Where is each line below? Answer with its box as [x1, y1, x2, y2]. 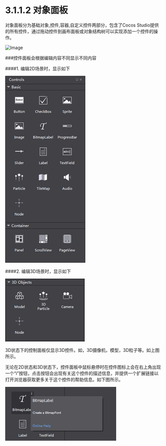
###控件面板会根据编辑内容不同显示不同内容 [5, 55, 97, 61]
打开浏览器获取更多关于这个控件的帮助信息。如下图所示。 [5, 376, 123, 382]
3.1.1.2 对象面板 [5, 5, 68, 16]
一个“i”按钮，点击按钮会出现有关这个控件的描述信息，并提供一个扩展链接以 [5, 370, 159, 376]
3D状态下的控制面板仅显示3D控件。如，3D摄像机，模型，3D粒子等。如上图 [5, 347, 160, 353]
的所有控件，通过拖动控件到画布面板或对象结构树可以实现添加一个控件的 [5, 28, 154, 34]
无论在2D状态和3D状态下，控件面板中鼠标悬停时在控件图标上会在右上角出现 [5, 364, 161, 370]
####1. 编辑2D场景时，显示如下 [5, 66, 70, 72]
